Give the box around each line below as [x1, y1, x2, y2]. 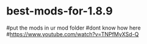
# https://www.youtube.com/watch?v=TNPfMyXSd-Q [6, 30, 139, 37]
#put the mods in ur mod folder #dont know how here [6, 24, 142, 31]
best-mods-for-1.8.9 [6, 4, 113, 18]
